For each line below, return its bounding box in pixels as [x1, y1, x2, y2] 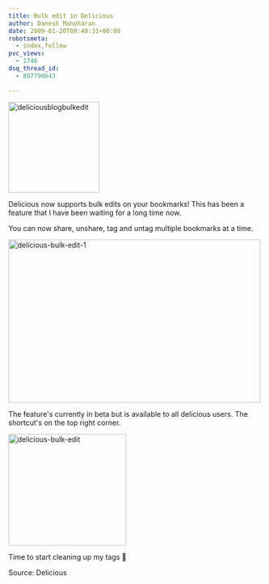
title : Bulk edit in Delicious [8, 11, 114, 20]
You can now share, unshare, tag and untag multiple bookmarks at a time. [8, 223, 254, 233]
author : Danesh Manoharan [8, 19, 95, 27]
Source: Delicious [8, 567, 67, 578]
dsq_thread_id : [8, 65, 60, 73]
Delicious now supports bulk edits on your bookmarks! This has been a [8, 199, 245, 208]
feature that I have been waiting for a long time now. [8, 208, 182, 217]
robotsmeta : [8, 34, 48, 43]
